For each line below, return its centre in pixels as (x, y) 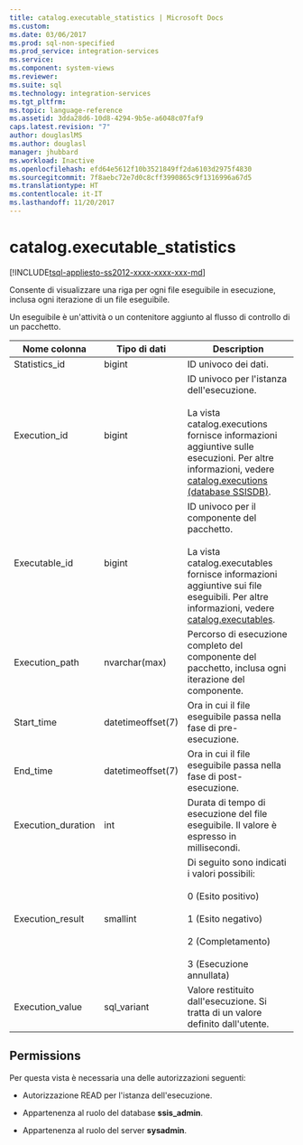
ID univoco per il (222, 506)
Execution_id (41, 435)
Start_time (35, 722)
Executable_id (44, 563)
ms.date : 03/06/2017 (48, 34)
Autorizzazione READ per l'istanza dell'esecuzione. (117, 1095)
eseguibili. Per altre (228, 596)
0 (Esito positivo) (223, 896)
